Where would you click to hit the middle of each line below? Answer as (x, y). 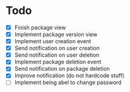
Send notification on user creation (57, 48)
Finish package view (40, 27)
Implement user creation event (53, 41)
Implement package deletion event (58, 62)
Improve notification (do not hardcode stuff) (70, 76)
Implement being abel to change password (68, 82)
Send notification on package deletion (62, 69)
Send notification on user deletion (57, 55)
